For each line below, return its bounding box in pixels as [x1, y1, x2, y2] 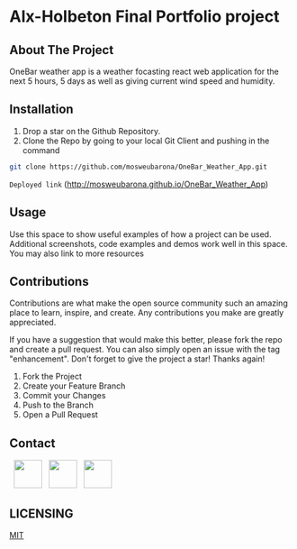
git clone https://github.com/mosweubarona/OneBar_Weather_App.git [9, 162, 268, 171]
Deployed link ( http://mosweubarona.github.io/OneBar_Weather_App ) [9, 178, 269, 189]
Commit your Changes [22, 390, 106, 401]
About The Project [9, 42, 114, 58]
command [22, 144, 60, 155]
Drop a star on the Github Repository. [22, 125, 161, 136]
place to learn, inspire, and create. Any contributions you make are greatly [9, 307, 284, 318]
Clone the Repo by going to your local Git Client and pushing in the [22, 135, 270, 146]
